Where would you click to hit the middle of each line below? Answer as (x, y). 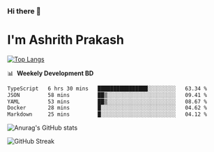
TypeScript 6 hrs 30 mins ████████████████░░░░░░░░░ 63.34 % (107, 89)
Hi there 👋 (24, 11)
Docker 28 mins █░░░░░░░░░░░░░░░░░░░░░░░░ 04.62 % (107, 108)
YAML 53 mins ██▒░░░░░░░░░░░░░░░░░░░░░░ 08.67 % (107, 101)
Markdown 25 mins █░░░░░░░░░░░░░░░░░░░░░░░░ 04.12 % (107, 114)
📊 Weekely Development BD (51, 73)
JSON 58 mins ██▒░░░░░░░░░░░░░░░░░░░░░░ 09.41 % (107, 95)
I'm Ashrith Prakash (66, 40)
